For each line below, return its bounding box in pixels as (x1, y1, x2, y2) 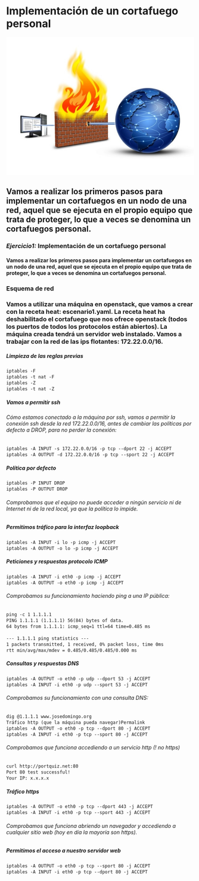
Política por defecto (6, 464, 57, 472)
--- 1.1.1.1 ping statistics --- (6, 635, 89, 641)
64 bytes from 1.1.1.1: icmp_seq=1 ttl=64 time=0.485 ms (6, 623, 151, 629)
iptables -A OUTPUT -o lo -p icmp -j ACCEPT (6, 545, 119, 551)
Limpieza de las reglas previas (6, 353, 83, 360)
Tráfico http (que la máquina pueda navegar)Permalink (6, 719, 145, 726)
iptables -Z (6, 380, 36, 386)
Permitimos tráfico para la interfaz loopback (6, 524, 119, 531)
